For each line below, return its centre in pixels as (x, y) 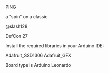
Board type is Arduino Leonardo (38, 65)
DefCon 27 (16, 36)
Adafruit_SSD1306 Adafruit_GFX (38, 55)
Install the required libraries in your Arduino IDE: (55, 46)
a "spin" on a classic (26, 17)
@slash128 (16, 26)
